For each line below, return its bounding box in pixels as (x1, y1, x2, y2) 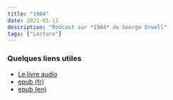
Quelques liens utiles (7, 54, 82, 64)
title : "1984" (7, 10, 50, 18)
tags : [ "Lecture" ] (7, 30, 62, 38)
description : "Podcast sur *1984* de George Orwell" (7, 23, 167, 30)
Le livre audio (17, 70, 58, 78)
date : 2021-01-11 (7, 17, 59, 24)
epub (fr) (17, 77, 44, 86)
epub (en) (17, 84, 47, 93)
